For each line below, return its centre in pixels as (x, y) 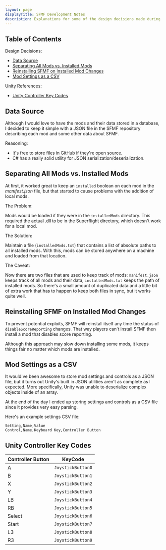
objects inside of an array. (32, 392)
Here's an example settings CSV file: (43, 417)
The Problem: (19, 206)
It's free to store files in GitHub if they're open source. (67, 153)
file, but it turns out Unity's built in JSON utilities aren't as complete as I (78, 382)
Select (15, 516)
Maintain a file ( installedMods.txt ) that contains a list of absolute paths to (81, 245)
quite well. (16, 296)
